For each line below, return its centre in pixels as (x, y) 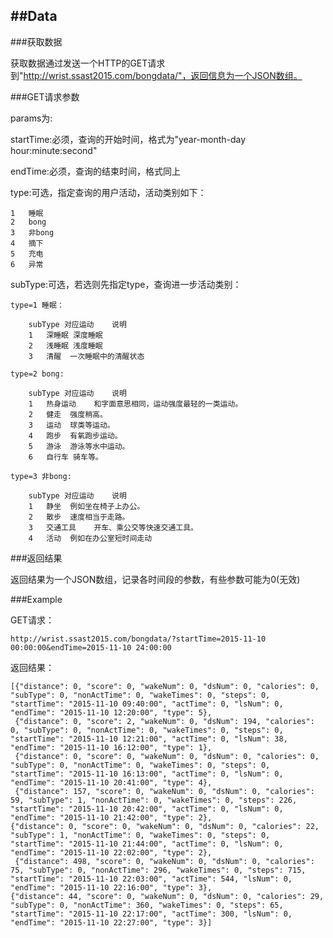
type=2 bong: (37, 374)
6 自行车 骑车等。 (65, 457)
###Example (36, 599)
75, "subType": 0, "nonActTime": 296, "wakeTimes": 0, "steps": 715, (158, 870)
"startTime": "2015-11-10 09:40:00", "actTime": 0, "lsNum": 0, (147, 704)
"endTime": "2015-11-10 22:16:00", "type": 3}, (111, 887)
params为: (31, 118)
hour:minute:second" (54, 150)
